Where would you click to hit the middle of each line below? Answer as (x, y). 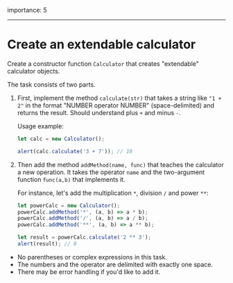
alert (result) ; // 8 (47, 244)
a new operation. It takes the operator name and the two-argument (111, 172)
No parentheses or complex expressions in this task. (92, 257)
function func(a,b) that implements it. (71, 179)
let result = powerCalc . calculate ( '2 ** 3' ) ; (84, 238)
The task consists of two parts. (51, 84)
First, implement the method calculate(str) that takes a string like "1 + (119, 98)
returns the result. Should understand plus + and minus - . (99, 112)
